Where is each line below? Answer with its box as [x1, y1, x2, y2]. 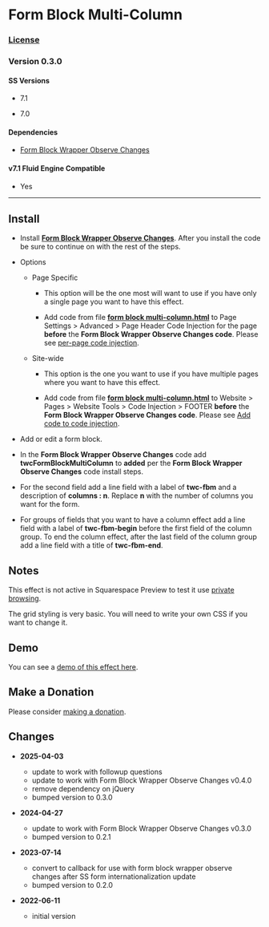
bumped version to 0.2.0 [31, 880, 114, 889]
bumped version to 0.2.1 [31, 832, 111, 841]
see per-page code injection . [43, 338, 140, 348]
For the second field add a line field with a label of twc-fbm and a [19, 483, 237, 492]
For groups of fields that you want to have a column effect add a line [19, 515, 246, 524]
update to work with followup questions [31, 767, 163, 776]
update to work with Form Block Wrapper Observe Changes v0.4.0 [31, 775, 252, 785]
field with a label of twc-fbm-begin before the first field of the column [19, 524, 252, 533]
